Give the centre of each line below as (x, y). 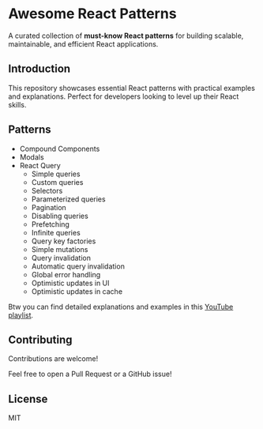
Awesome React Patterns (92, 14)
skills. (17, 104)
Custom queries (57, 182)
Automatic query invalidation (78, 266)
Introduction (39, 69)
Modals (32, 157)
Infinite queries (56, 232)
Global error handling (66, 274)
